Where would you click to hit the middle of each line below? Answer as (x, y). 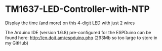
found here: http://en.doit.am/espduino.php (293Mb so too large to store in (81, 38)
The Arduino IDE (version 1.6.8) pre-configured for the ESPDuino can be (78, 32)
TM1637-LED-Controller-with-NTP (77, 9)
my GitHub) (17, 43)
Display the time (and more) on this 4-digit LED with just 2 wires (70, 23)
